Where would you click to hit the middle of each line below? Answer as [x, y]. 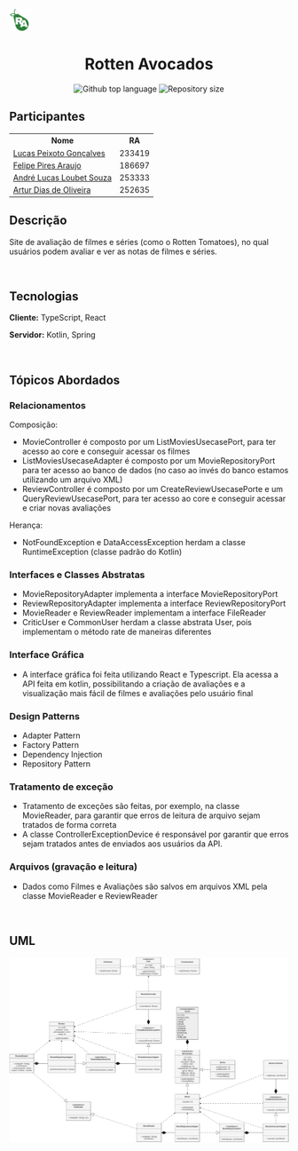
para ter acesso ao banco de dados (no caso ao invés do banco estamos [155, 471]
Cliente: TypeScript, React [58, 318]
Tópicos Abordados [65, 380]
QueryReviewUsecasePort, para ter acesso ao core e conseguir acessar [154, 499]
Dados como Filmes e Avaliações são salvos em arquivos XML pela [145, 886]
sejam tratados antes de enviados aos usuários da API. [122, 844]
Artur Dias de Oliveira [52, 190]
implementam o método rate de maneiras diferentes [117, 632]
